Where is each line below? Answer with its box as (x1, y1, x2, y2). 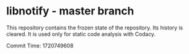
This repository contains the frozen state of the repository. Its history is (6, 24, 183, 31)
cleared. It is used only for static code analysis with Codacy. (6, 30, 156, 37)
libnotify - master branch (6, 4, 135, 18)
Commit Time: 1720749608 (6, 42, 74, 49)
